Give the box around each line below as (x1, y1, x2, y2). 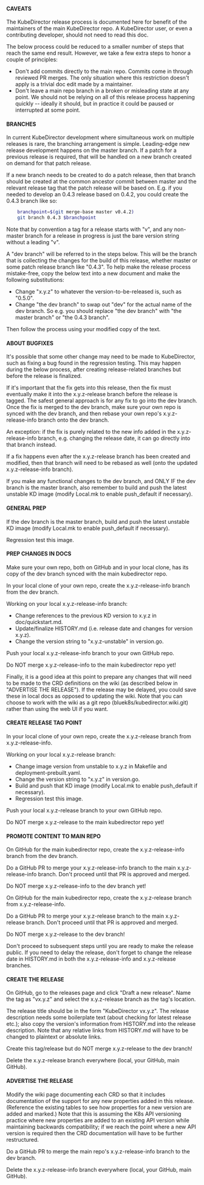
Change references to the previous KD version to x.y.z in (15, 611, 157, 619)
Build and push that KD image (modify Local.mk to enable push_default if (15, 781, 198, 789)
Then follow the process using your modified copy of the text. (6, 326, 161, 333)
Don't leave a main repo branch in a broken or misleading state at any (15, 87, 189, 94)
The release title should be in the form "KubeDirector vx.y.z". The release (6, 1008, 189, 1015)
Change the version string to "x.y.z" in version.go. (15, 775, 140, 783)
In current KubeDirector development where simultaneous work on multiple (6, 134, 194, 141)
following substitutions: (6, 276, 65, 284)
